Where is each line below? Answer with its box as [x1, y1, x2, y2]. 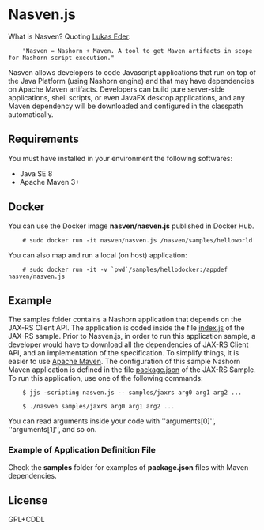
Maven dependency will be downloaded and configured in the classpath [8, 101, 243, 111]
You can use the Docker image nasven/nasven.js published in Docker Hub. [8, 221, 255, 231]
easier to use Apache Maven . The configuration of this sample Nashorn [8, 357, 241, 366]
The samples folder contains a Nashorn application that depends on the [8, 314, 242, 325]
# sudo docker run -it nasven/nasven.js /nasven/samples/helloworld [22, 236, 253, 244]
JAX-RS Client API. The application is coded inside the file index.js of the [8, 323, 245, 333]
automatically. [8, 109, 54, 119]
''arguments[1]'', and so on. [8, 425, 97, 434]
